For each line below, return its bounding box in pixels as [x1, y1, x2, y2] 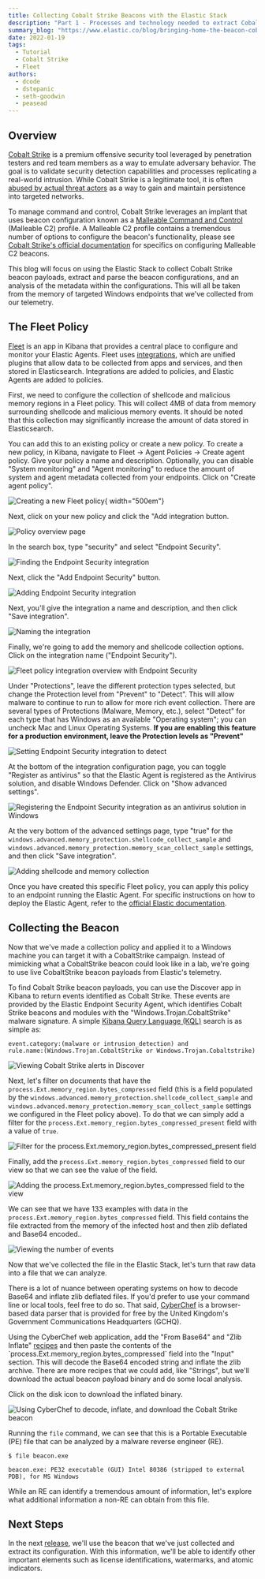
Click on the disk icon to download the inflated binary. [8, 1389, 183, 1398]
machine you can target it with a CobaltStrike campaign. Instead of [8, 950, 226, 960]
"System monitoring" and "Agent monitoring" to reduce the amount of [8, 464, 235, 473]
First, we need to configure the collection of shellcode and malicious [8, 390, 231, 399]
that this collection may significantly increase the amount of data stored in [8, 415, 249, 424]
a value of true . [8, 1125, 59, 1136]
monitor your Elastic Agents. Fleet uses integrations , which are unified [8, 349, 236, 359]
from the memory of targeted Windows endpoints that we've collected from [8, 289, 254, 298]
